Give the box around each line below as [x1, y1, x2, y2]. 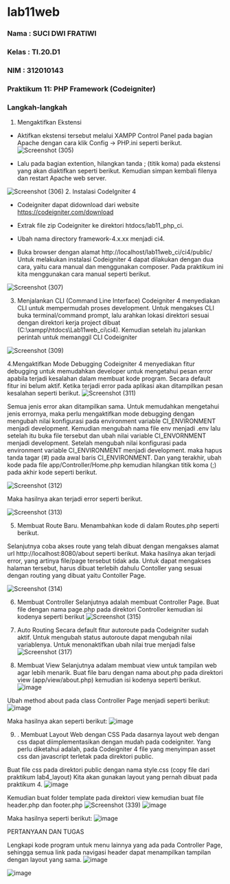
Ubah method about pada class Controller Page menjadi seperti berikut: [7, 696, 211, 705]
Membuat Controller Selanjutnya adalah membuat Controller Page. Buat [16, 598, 220, 606]
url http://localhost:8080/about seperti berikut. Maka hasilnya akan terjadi [7, 550, 216, 558]
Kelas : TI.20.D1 [7, 47, 60, 57]
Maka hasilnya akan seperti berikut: [7, 717, 108, 726]
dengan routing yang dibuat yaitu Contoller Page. [7, 572, 146, 580]
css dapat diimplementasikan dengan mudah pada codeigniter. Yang [16, 737, 211, 746]
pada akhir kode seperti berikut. [7, 468, 97, 477]
